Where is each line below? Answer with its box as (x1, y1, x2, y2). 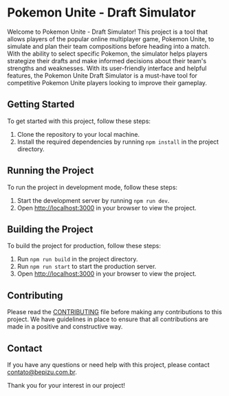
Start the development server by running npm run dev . (17, 196, 170, 204)
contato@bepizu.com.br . (7, 368, 77, 376)
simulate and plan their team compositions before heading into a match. (7, 42, 210, 50)
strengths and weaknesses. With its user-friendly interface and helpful (7, 64, 207, 72)
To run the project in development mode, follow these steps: (7, 183, 177, 191)
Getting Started (7, 98, 75, 111)
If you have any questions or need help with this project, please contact (7, 361, 210, 368)
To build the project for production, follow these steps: (7, 242, 162, 250)
